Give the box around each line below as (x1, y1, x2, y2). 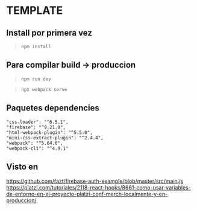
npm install (20, 43, 51, 49)
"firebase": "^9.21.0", (6, 124, 66, 130)
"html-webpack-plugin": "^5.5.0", (6, 129, 93, 136)
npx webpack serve (20, 86, 67, 92)
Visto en (6, 162, 39, 172)
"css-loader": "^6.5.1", (6, 119, 69, 125)
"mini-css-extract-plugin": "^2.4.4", (6, 135, 104, 141)
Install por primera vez (6, 28, 92, 38)
